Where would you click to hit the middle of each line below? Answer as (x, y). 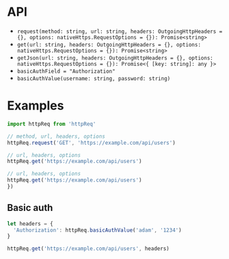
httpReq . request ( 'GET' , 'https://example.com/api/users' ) (91, 143)
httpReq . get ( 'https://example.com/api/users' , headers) (88, 249)
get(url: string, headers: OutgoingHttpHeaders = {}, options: (109, 45)
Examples (36, 106)
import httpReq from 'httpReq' (52, 124)
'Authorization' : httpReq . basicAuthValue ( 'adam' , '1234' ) (98, 230)
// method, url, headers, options (56, 136)
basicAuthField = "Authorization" (66, 71)
